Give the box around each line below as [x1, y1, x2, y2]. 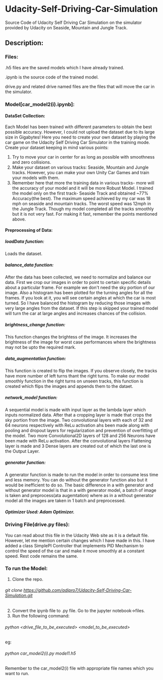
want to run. [5, 671, 29, 677]
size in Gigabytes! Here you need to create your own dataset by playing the [5, 134, 156, 140]
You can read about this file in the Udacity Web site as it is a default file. [5, 532, 149, 538]
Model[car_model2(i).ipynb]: [5, 101, 75, 108]
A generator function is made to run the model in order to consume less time [5, 472, 159, 478]
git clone [5, 587, 23, 593]
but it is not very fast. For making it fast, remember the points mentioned [12, 211, 158, 217]
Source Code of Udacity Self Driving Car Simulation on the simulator [5, 20, 142, 25]
